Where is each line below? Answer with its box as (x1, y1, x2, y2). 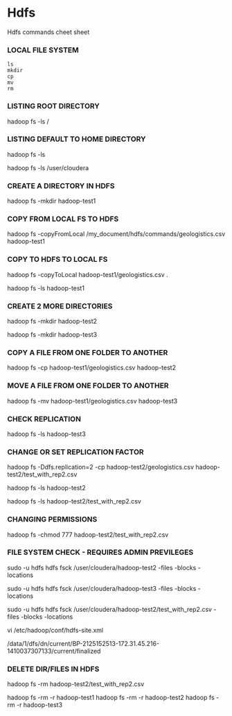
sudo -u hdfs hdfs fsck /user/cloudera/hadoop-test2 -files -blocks (7, 563, 197, 572)
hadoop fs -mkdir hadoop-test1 (7, 197, 96, 206)
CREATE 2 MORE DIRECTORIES (7, 301, 113, 310)
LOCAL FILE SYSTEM (7, 45, 79, 55)
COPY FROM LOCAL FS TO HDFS (7, 214, 119, 224)
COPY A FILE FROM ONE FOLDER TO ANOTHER (7, 347, 168, 357)
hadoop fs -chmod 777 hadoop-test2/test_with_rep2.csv (7, 530, 169, 539)
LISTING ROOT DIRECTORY (7, 101, 100, 111)
